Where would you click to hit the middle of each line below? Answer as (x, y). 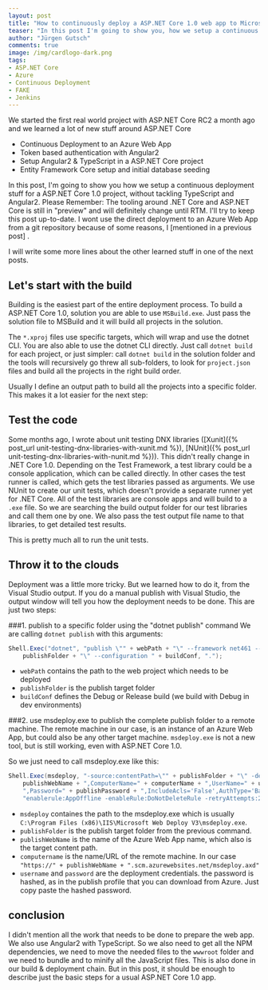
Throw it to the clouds (64, 565)
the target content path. (59, 848)
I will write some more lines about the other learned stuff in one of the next (131, 252)
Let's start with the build (70, 285)
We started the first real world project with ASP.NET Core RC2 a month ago (132, 120)
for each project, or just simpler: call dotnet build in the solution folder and (132, 354)
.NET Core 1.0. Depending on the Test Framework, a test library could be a (130, 465)
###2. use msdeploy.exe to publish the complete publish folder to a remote (132, 721)
